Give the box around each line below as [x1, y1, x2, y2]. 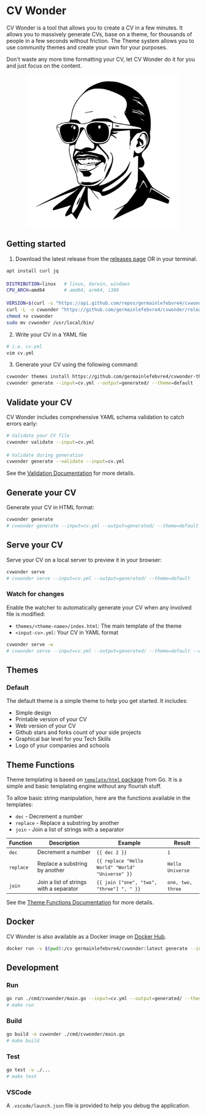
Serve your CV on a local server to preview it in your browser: [6, 556, 162, 563]
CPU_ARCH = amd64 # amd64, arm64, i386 [6, 287, 120, 294]
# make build [6, 1038, 40, 1044]
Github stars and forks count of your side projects [15, 729, 142, 736]
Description [48, 839, 80, 847]
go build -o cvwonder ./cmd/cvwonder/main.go [6, 1031, 124, 1038]
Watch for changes [6, 590, 64, 598]
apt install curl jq [6, 268, 59, 274]
